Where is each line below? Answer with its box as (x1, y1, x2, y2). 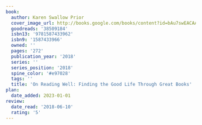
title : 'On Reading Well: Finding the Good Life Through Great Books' (11, 82, 192, 88)
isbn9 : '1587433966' (11, 37, 63, 43)
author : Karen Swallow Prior (11, 14, 84, 20)
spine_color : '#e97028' (11, 70, 71, 76)
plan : (5, 87, 19, 93)
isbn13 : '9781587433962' (11, 31, 74, 37)
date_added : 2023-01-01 (11, 93, 71, 99)
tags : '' (11, 76, 33, 82)
